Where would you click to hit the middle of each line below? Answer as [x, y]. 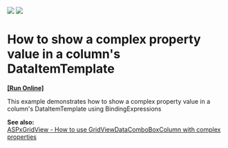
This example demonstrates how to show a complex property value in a [109, 101]
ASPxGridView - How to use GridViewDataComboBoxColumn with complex [114, 129]
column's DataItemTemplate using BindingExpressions [84, 109]
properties [22, 137]
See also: [21, 122]
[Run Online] [26, 88]
